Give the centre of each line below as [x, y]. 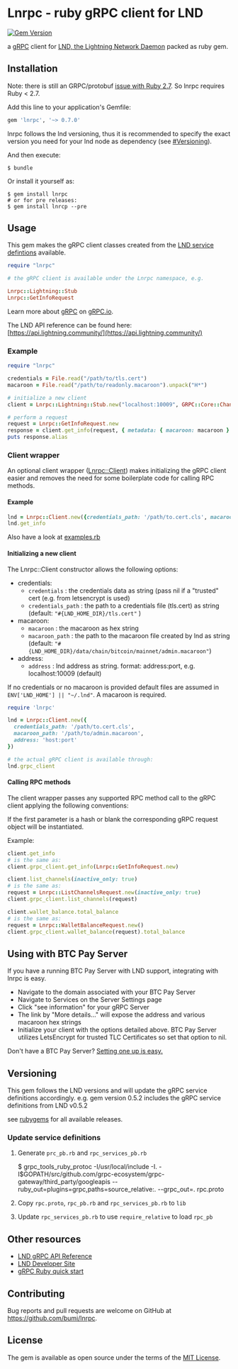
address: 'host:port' [46, 740]
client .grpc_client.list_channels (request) [73, 899]
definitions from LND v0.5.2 [47, 1106]
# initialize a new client [47, 398]
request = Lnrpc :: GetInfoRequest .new [63, 424]
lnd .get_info [27, 524]
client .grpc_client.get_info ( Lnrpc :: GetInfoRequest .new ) [93, 866]
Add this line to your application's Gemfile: [69, 107]
